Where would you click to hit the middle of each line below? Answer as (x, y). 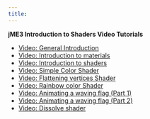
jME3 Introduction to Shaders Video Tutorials (76, 34)
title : (18, 14)
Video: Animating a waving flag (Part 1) (75, 93)
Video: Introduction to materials (64, 55)
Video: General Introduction (58, 47)
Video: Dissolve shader (52, 108)
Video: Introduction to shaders (63, 63)
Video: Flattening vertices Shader (67, 78)
